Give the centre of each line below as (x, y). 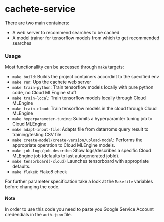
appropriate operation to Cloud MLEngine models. (64, 145)
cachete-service (40, 9)
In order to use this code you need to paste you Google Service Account (79, 209)
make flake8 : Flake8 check (40, 172)
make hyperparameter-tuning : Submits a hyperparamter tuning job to (82, 119)
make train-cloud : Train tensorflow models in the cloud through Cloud (84, 109)
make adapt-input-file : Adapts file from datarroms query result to (80, 129)
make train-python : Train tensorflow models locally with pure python (83, 87)
